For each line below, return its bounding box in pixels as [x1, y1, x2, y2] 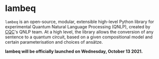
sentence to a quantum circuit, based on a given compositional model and [5, 34, 153, 40]
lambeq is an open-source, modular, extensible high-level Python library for [5, 19, 154, 24]
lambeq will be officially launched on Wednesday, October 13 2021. [5, 48, 143, 54]
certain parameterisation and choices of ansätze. [5, 39, 103, 45]
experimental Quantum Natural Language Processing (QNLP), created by [5, 24, 151, 29]
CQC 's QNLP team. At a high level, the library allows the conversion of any [5, 29, 154, 35]
